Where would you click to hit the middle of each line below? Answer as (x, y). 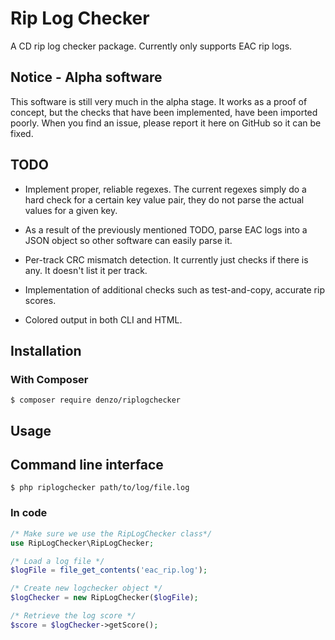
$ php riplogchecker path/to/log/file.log (100, 488)
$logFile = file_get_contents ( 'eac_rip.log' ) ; (109, 570)
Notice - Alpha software (86, 77)
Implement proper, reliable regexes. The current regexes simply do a (165, 189)
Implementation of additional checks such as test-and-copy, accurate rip (174, 289)
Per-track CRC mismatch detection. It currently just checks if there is (166, 259)
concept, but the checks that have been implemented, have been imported (164, 112)
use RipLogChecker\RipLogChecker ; (82, 543)
